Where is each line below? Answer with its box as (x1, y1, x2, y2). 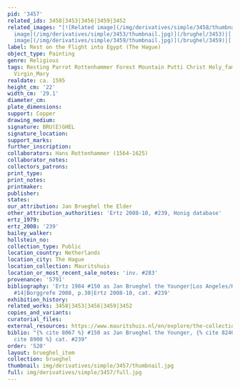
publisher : (7, 190, 40, 197)
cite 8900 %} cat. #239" (14, 336, 88, 343)
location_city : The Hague (7, 256, 84, 263)
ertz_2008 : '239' (7, 223, 59, 230)
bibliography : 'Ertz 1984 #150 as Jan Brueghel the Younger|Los (7, 283, 203, 290)
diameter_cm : (7, 97, 46, 104)
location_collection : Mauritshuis (7, 263, 111, 270)
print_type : (7, 169, 43, 177)
